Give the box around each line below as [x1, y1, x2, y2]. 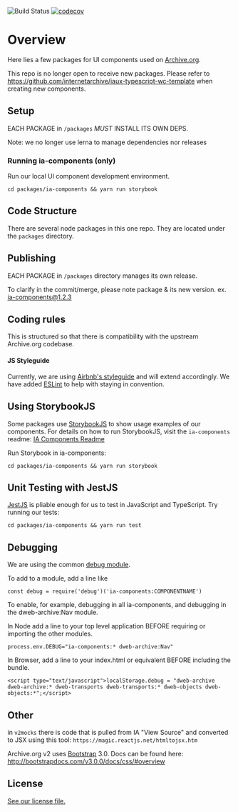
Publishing [7, 252, 56, 264]
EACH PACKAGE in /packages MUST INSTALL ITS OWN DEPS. [7, 124, 189, 132]
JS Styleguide [7, 356, 50, 365]
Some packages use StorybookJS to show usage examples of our [7, 419, 201, 428]
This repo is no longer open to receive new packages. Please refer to [7, 69, 210, 78]
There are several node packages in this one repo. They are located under [7, 224, 226, 232]
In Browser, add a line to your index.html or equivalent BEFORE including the [7, 656, 232, 664]
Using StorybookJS [7, 401, 96, 413]
